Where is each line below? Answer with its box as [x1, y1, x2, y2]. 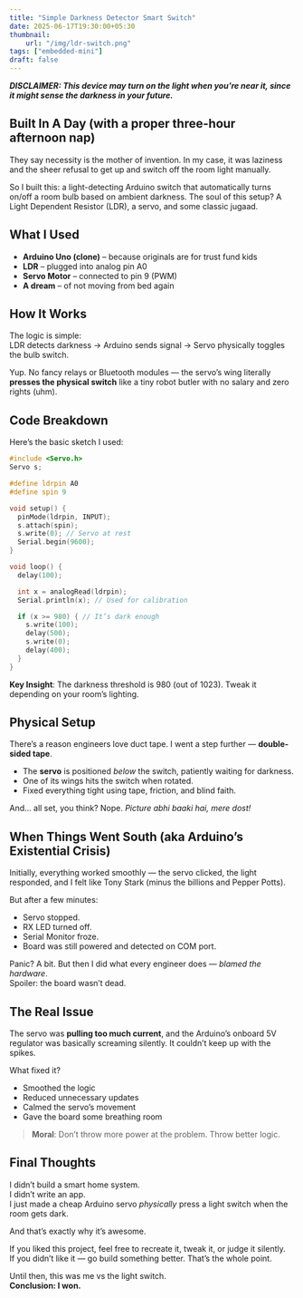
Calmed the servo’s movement [22, 1102, 137, 1113]
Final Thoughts [9, 1155, 97, 1170]
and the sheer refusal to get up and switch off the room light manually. [9, 164, 271, 175]
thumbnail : [9, 30, 51, 39]
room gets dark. [9, 1207, 70, 1219]
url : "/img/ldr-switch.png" [25, 38, 131, 48]
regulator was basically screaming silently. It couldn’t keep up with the [9, 1038, 271, 1049]
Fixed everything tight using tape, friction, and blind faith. [22, 785, 237, 796]
